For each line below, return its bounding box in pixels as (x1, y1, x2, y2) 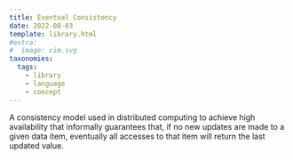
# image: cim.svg (9, 46, 77, 55)
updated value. (9, 140, 64, 151)
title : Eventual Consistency (9, 12, 117, 22)
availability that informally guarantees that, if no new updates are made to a (9, 121, 285, 132)
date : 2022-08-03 (9, 21, 74, 30)
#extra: (9, 37, 38, 47)
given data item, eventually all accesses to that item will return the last (9, 131, 265, 141)
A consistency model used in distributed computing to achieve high (9, 112, 256, 123)
